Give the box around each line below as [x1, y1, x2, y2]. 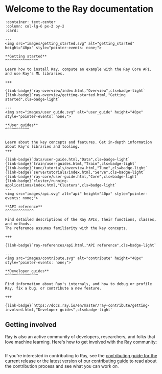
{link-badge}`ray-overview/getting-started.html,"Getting [5, 92, 126, 97]
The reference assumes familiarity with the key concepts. [5, 225, 128, 231]
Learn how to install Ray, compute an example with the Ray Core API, [5, 67, 152, 72]
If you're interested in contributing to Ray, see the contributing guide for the [5, 352, 158, 358]
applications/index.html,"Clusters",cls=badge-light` [5, 183, 117, 187]
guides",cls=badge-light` [59, 307, 113, 312]
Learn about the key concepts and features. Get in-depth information [5, 139, 152, 145]
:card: [5, 28, 19, 33]
